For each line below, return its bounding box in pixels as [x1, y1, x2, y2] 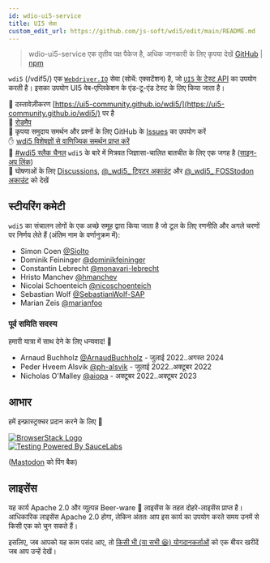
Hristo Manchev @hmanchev [19, 273, 118, 282]
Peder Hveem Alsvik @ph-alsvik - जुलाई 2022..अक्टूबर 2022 [19, 362, 212, 372]
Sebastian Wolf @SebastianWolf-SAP [19, 290, 145, 299]
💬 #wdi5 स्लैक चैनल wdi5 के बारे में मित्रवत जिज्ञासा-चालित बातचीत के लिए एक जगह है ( [8, 148, 241, 158]
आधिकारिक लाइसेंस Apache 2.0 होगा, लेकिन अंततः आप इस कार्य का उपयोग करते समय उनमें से [8, 512, 259, 522]
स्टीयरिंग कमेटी [8, 200, 66, 213]
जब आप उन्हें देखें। [8, 547, 57, 557]
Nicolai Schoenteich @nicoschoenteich [19, 281, 152, 290]
